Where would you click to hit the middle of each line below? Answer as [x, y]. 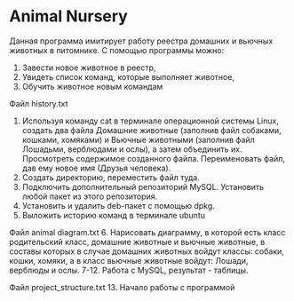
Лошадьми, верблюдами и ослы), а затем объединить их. [132, 149]
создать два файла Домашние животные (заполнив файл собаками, [151, 130]
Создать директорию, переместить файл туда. [111, 177]
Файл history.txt [39, 103]
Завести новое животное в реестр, [89, 67]
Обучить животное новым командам [92, 86]
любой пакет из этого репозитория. [90, 196]
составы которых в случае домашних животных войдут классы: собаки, [147, 251]
